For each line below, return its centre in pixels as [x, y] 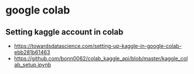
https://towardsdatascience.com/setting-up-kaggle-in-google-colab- [98, 46]
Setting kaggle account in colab [64, 32]
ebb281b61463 [32, 52]
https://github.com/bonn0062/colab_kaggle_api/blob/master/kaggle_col [101, 58]
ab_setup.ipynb [33, 65]
